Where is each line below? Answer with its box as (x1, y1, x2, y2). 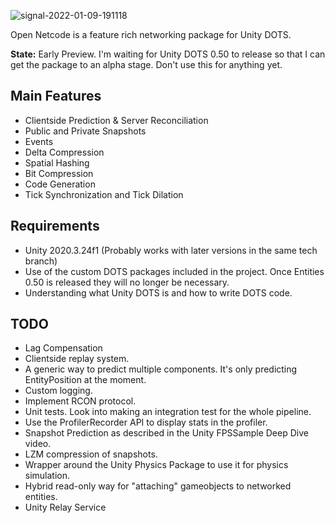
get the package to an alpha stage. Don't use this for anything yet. (10, 59, 283, 70)
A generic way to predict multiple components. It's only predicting (24, 363, 298, 375)
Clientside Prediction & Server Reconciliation (24, 114, 209, 126)
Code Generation (24, 178, 96, 190)
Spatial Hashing (24, 156, 90, 169)
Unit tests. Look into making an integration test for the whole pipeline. (24, 406, 312, 418)
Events (24, 135, 54, 147)
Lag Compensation (24, 342, 103, 354)
